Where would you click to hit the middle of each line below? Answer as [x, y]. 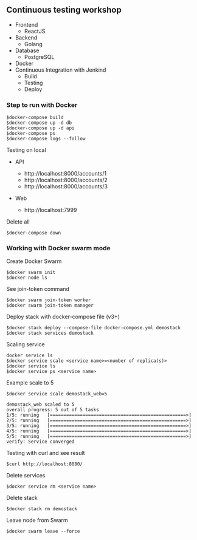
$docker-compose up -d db [39, 123]
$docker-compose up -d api [40, 128]
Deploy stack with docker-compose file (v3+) [63, 317]
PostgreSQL [39, 56]
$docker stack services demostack [50, 333]
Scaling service [26, 344]
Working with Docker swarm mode [58, 248]
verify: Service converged [40, 442]
